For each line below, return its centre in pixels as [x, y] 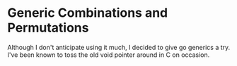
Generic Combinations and [88, 13]
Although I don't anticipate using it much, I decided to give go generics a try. [119, 47]
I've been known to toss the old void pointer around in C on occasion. [109, 55]
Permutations [48, 28]
